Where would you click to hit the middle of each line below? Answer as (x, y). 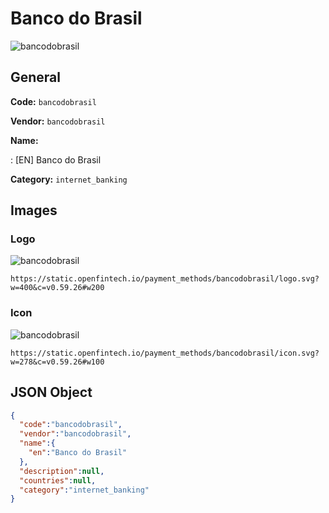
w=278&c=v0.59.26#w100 (57, 362)
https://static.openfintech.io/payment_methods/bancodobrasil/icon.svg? (165, 353)
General (36, 77)
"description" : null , (62, 471)
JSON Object (51, 392)
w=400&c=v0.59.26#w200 (57, 288)
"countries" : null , (58, 480)
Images (34, 210)
